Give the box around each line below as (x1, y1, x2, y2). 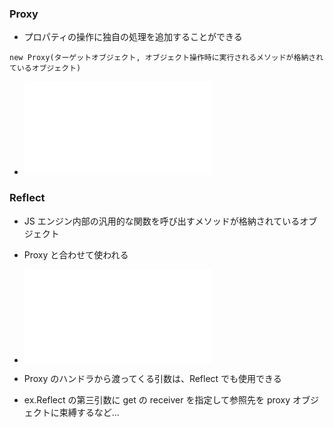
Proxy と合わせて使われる (23, 248, 129, 261)
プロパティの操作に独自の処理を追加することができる (23, 31, 243, 43)
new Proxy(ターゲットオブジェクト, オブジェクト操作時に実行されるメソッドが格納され (9, 53, 324, 63)
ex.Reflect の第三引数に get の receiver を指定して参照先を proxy (23, 393, 291, 406)
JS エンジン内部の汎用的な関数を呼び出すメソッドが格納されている (23, 215, 301, 227)
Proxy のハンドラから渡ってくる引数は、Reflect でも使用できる (23, 372, 282, 384)
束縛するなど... (58, 406, 120, 418)
